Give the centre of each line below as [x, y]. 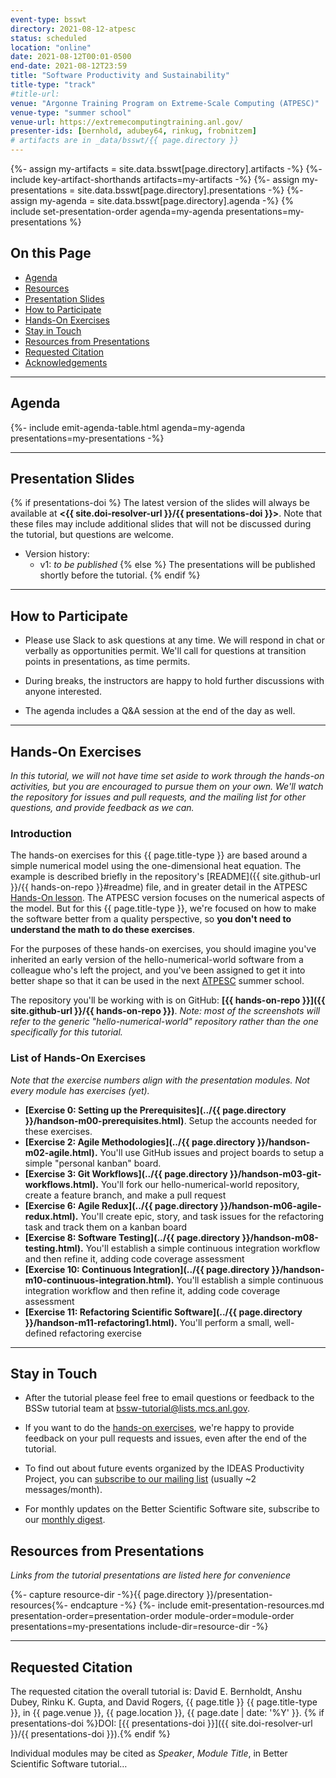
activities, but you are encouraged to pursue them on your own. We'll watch [167, 787]
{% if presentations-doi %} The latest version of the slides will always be [160, 503]
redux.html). [51, 1216]
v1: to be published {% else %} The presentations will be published [177, 565]
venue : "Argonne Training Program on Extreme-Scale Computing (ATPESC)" [165, 103]
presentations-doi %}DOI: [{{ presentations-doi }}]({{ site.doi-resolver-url [161, 1723]
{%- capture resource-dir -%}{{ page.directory [107, 1595]
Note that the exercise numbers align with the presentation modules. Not [160, 1080]
